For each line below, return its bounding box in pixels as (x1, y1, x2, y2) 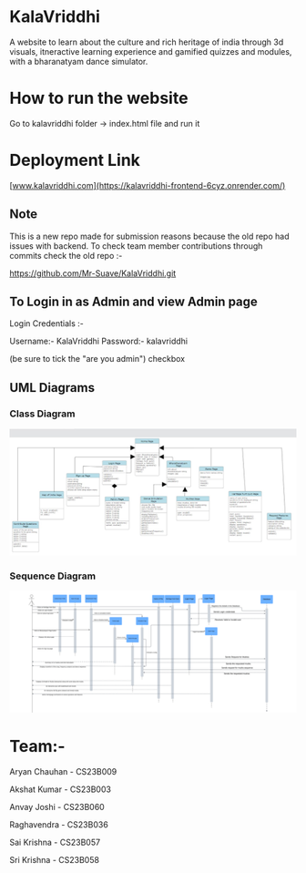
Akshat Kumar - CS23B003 (9, 784, 112, 795)
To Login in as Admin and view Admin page (9, 294, 258, 310)
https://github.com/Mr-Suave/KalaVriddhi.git (9, 267, 177, 279)
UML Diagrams (9, 380, 96, 395)
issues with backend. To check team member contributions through (9, 240, 263, 252)
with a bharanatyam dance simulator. (9, 56, 148, 67)
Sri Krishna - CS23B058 (9, 854, 100, 865)
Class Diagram (9, 407, 76, 420)
